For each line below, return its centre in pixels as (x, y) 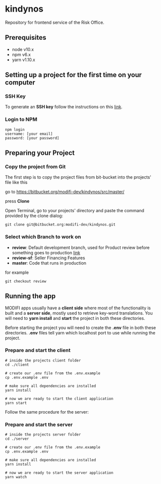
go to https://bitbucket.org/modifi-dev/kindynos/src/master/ (65, 192)
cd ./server (17, 439)
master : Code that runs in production (49, 263)
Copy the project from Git (36, 167)
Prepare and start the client (38, 350)
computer (20, 83)
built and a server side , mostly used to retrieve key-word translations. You (79, 313)
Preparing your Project (40, 153)
